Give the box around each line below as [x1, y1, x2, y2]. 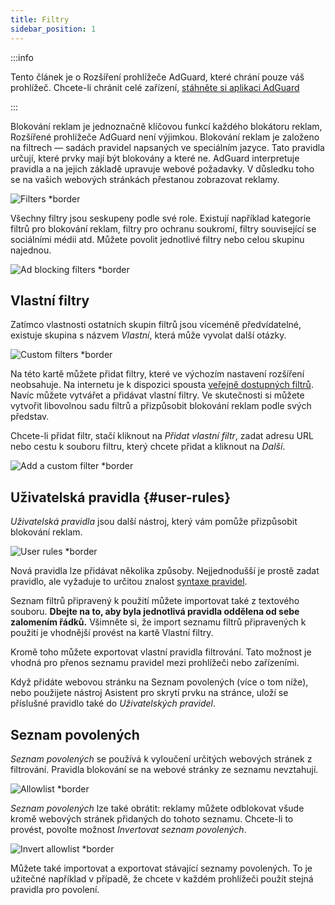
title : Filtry [10, 14, 70, 25]
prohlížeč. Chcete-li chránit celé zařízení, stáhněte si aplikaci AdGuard [10, 81, 300, 93]
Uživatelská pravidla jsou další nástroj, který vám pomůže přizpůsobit [10, 516, 298, 528]
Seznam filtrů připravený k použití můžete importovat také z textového [10, 595, 300, 607]
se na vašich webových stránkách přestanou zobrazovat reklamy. [10, 173, 280, 185]
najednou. [10, 244, 52, 256]
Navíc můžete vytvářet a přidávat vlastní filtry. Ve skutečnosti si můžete [10, 389, 305, 401]
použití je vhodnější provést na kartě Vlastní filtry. [10, 627, 214, 639]
